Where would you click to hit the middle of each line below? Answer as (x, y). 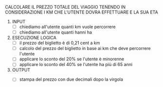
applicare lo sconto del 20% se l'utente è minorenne (72, 59)
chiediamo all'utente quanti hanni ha (56, 32)
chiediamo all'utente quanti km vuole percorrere (67, 27)
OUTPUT (21, 70)
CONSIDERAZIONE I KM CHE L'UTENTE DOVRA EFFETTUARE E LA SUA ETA (81, 12)
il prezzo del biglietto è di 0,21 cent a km (60, 43)
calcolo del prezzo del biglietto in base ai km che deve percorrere (85, 49)
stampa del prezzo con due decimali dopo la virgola (71, 79)
